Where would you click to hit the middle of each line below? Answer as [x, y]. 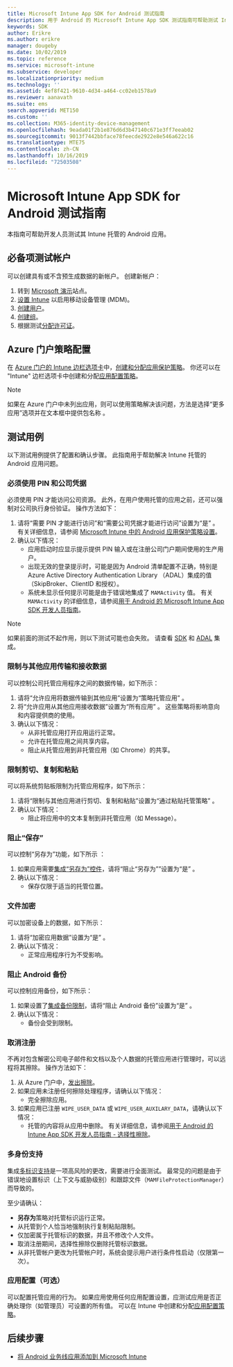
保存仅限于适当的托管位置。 [67, 887]
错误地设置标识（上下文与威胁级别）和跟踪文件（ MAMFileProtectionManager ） [116, 1179]
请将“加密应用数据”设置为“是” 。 [63, 937]
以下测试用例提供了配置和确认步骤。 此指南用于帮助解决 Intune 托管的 [107, 455]
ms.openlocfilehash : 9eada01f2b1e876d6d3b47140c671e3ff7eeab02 [101, 130]
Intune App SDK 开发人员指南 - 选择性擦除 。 [91, 1134]
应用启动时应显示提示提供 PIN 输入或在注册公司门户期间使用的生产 [122, 549]
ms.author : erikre [34, 40]
